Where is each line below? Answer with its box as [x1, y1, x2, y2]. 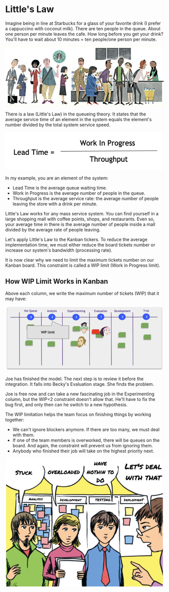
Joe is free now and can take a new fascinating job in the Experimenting [5, 391, 155, 397]
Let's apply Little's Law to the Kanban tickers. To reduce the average [5, 236, 147, 243]
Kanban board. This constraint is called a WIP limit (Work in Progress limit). [5, 262, 160, 268]
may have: [5, 296, 27, 302]
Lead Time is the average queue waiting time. [12, 185, 107, 191]
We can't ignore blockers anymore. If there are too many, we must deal [12, 427, 160, 433]
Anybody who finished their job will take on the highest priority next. [12, 448, 154, 454]
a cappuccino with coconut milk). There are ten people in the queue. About [5, 25, 161, 31]
